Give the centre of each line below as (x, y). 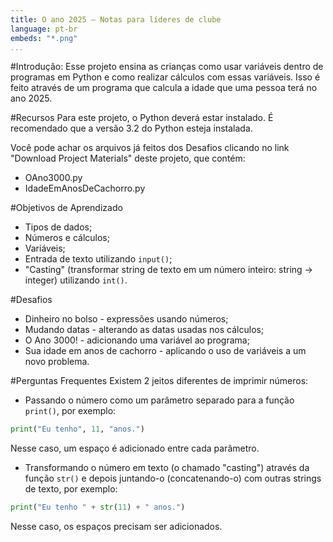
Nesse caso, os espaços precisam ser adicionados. (116, 527)
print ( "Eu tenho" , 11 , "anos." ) (77, 429)
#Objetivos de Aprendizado (66, 208)
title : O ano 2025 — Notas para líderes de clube (116, 19)
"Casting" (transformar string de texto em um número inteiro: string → (168, 270)
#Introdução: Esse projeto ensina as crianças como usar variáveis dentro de (167, 67)
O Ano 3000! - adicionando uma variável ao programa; (137, 340)
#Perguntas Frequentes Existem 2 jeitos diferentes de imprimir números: (159, 381)
